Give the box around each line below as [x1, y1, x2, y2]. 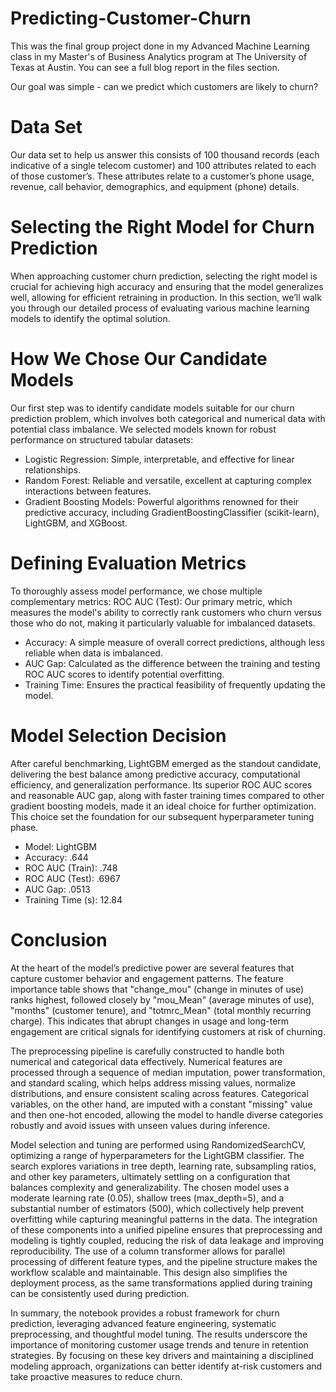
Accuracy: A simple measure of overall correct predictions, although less [24, 636, 326, 648]
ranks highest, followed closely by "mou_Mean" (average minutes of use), [10, 993, 315, 1006]
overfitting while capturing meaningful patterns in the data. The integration [10, 1213, 318, 1225]
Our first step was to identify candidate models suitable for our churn [10, 402, 295, 414]
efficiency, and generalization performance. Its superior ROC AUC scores [10, 778, 313, 791]
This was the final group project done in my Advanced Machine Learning [10, 40, 310, 52]
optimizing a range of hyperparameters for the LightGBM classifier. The [10, 1149, 305, 1161]
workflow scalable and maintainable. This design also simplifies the [10, 1266, 288, 1278]
